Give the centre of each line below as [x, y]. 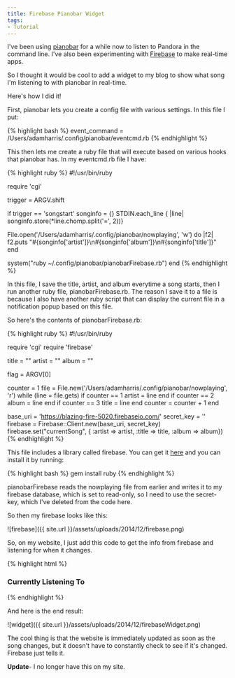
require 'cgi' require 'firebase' [50, 347]
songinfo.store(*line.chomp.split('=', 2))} [65, 221]
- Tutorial [23, 27]
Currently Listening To [46, 582]
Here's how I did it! [34, 96]
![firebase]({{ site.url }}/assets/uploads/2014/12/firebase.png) [96, 529]
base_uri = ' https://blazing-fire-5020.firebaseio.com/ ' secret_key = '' [107, 416]
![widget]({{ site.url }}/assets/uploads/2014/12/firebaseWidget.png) [104, 624]
